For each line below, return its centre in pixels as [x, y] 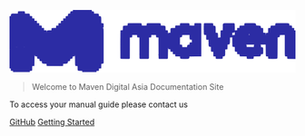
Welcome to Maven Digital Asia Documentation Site [128, 86]
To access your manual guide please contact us [99, 104]
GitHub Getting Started [52, 121]
